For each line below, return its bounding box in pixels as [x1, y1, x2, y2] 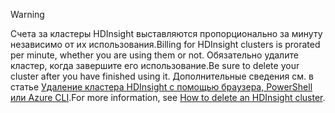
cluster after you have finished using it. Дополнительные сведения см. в [10, 70, 314, 82]
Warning [10, 9, 45, 20]
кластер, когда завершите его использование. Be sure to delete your [10, 60, 300, 71]
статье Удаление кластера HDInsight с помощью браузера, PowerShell [10, 81, 313, 93]
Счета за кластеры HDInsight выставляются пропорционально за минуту [10, 28, 323, 39]
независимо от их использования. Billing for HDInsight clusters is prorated [10, 39, 321, 50]
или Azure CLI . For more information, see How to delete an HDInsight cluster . [10, 92, 326, 103]
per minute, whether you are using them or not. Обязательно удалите [10, 49, 299, 61]
